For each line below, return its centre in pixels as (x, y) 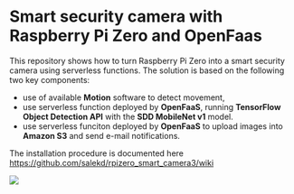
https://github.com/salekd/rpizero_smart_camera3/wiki (112, 162)
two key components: (50, 79)
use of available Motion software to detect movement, (123, 97)
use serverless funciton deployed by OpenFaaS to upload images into (152, 126)
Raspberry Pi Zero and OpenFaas (136, 36)
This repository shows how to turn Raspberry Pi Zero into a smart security (147, 60)
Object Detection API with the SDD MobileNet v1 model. (128, 116)
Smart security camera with (116, 17)
